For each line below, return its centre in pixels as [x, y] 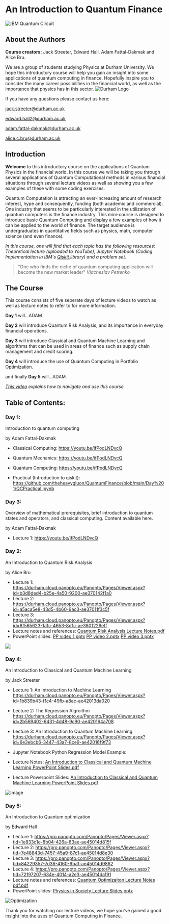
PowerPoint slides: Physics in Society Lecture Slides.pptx [73, 891]
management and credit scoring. [39, 352]
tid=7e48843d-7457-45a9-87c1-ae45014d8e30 [63, 853]
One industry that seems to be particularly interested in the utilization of [81, 209]
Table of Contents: [35, 403]
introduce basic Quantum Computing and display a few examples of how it [83, 220]
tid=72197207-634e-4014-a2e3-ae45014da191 [62, 875]
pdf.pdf [20, 885]
